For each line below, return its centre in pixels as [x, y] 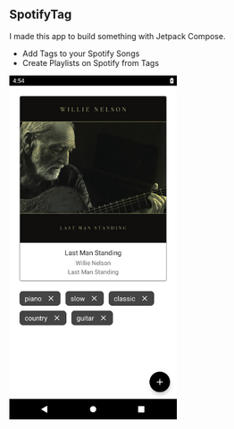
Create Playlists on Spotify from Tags [90, 62]
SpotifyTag [41, 15]
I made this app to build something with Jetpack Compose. [117, 36]
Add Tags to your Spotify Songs [81, 54]
